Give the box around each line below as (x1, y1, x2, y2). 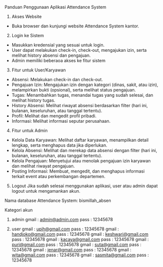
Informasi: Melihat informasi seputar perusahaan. (11, 118, 111, 124)
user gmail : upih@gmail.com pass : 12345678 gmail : (11, 226, 119, 232)
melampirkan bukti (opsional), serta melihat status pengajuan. (11, 87, 136, 92)
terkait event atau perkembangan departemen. (11, 174, 106, 179)
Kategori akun (4, 207, 33, 213)
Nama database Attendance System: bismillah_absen (4, 198, 111, 203)
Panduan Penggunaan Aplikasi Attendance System (4, 4, 106, 10)
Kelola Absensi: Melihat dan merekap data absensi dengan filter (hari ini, (11, 148, 157, 153)
